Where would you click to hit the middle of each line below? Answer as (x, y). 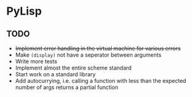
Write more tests (36, 61)
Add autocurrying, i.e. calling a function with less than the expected (101, 81)
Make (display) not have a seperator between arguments (88, 55)
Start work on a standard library (56, 74)
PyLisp (24, 11)
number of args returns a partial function (67, 87)
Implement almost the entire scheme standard (73, 68)
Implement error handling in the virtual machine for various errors (98, 48)
